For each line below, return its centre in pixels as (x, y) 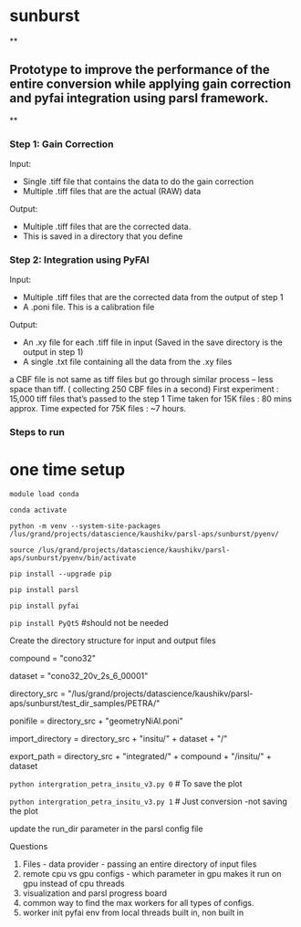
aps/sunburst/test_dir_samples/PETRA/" (85, 703)
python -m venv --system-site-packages (85, 526)
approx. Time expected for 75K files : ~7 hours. (98, 409)
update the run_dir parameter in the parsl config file (106, 829)
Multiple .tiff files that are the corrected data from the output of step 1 (153, 297)
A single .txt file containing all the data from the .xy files (127, 362)
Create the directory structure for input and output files (113, 641)
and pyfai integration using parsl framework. (139, 98)
